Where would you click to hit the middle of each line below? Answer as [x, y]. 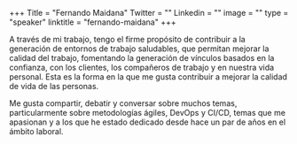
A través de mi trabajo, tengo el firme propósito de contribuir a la [127, 39]
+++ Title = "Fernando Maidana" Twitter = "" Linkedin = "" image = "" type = [149, 13]
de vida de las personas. [54, 86]
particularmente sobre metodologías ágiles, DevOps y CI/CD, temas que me [148, 113]
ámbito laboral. [36, 131]
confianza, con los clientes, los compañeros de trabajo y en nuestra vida [142, 67]
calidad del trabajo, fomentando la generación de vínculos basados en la [142, 58]
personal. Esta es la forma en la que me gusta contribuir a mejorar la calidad [148, 77]
